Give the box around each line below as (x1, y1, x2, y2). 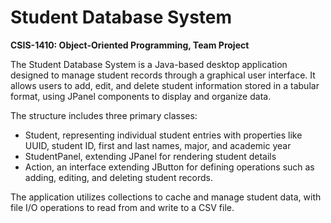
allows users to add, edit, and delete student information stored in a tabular (10, 79, 320, 91)
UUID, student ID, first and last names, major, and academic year (24, 139, 292, 151)
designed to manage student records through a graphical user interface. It (10, 69, 316, 81)
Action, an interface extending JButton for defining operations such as (24, 161, 315, 173)
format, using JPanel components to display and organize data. (10, 90, 272, 102)
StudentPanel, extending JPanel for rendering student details (24, 150, 277, 162)
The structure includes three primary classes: (10, 109, 198, 121)
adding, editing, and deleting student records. (24, 171, 214, 183)
